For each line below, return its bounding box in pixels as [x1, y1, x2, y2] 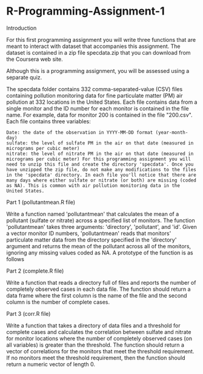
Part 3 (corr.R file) [6, 310, 51, 317]
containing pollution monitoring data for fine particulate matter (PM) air [6, 92, 183, 99]
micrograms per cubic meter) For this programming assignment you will [6, 156, 191, 162]
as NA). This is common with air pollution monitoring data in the [6, 182, 181, 189]
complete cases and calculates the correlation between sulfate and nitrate [6, 328, 191, 335]
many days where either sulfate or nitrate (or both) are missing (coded [6, 177, 197, 183]
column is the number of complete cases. [6, 298, 110, 305]
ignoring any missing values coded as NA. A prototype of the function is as [6, 249, 193, 256]
